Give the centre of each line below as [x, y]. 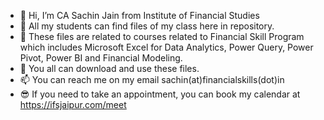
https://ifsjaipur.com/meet [73, 104]
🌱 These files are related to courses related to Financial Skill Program [162, 36]
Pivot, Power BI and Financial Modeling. [101, 58]
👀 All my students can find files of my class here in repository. [147, 26]
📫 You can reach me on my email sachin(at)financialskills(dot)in [152, 79]
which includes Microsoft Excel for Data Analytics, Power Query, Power [166, 47]
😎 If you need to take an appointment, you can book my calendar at [160, 94]
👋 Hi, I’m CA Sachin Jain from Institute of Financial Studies [139, 15]
